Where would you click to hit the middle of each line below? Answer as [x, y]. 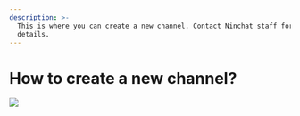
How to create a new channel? [123, 78]
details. [33, 34]
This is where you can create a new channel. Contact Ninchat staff [147, 26]
